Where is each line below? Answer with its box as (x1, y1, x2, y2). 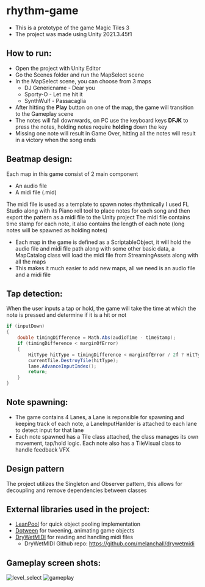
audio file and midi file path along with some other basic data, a (15, 244, 175, 252)
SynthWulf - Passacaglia (24, 97, 87, 104)
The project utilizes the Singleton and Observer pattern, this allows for (6, 480, 183, 487)
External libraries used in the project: (6, 504, 150, 515)
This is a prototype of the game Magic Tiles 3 (15, 24, 130, 31)
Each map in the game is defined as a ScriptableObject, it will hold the (15, 238, 191, 246)
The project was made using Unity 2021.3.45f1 (15, 30, 132, 37)
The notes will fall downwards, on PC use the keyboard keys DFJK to (15, 116, 189, 124)
